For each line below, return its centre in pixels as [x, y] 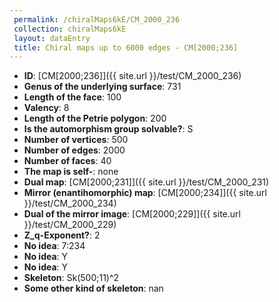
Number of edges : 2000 [74, 150]
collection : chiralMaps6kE [70, 29]
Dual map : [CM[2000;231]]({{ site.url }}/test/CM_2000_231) [146, 182]
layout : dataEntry [52, 38]
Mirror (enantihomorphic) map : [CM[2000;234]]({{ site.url [145, 193]
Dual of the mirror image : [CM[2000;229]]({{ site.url [132, 214]
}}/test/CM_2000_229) [70, 225]
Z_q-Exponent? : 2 [62, 235]
